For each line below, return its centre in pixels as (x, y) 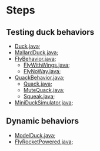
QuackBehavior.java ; (39, 78)
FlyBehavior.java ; (35, 59)
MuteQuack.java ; (44, 90)
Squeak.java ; (39, 96)
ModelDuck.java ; (35, 135)
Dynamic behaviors (43, 121)
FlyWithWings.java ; (46, 65)
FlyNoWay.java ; (42, 71)
